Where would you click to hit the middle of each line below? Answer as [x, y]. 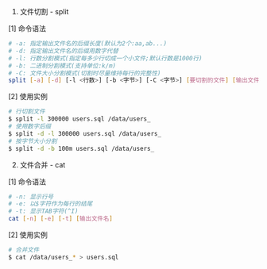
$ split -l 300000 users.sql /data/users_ [79, 119]
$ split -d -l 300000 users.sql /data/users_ [85, 133]
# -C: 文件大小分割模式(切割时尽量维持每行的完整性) [85, 73]
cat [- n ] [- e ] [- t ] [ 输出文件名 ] [60, 219]
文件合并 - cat [43, 164]
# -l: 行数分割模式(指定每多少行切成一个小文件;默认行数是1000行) [105, 58]
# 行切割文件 [27, 112]
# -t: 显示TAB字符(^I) [43, 211]
